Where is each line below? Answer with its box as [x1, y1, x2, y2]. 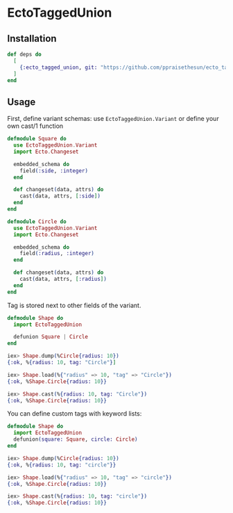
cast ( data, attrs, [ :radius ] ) [19, 276, 107, 283]
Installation [7, 33, 57, 44]
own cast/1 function [7, 122, 64, 130]
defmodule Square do [7, 136, 67, 142]
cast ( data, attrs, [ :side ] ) [19, 193, 101, 199]
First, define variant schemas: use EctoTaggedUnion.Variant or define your [7, 115, 220, 123]
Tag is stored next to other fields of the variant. [7, 301, 141, 309]
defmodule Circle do [7, 218, 67, 225]
